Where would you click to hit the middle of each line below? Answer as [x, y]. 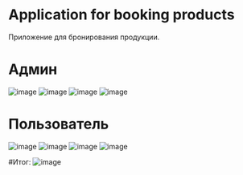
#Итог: [20, 161]
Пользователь [59, 124]
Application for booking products [121, 15]
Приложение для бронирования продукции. [84, 37]
